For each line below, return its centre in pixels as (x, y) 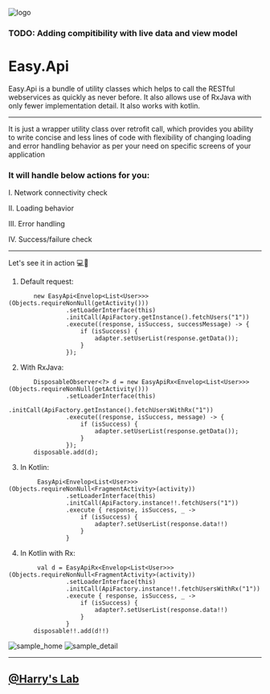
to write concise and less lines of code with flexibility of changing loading (130, 137)
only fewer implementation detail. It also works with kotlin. (104, 105)
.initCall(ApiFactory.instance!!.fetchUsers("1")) (152, 503)
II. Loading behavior (41, 208)
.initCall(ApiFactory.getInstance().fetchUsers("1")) (157, 317)
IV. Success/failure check (50, 239)
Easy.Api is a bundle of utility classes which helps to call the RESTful (122, 88)
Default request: (47, 282)
